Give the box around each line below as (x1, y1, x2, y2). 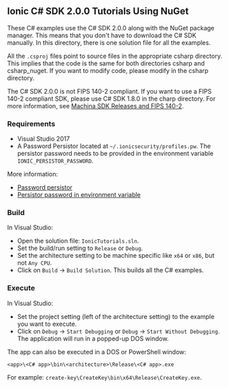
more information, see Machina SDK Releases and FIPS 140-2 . (7, 101, 184, 110)
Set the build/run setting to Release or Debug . (17, 244, 143, 252)
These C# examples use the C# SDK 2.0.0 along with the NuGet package (7, 23, 215, 32)
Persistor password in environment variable (17, 191, 141, 199)
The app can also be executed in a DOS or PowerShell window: (7, 347, 186, 356)
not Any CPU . (17, 258, 52, 267)
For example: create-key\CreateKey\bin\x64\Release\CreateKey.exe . (7, 373, 202, 381)
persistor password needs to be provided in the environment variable (17, 150, 214, 158)
